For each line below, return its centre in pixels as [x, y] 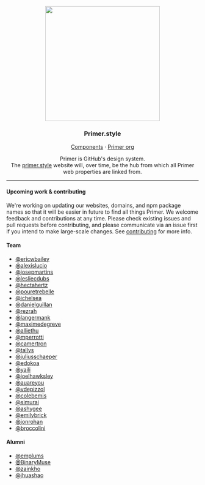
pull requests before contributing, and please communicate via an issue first [102, 225]
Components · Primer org [103, 147]
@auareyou [30, 382]
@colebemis [31, 396]
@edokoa [27, 363]
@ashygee [29, 408]
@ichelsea [28, 298]
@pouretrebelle [35, 291]
